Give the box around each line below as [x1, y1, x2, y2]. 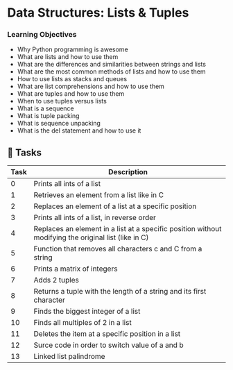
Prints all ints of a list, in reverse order [33, 213, 156, 223]
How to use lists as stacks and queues [17, 75, 127, 83]
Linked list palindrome [33, 352, 105, 362]
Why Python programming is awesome [17, 45, 128, 53]
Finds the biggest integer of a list [33, 307, 141, 317]
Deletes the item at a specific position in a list [33, 329, 181, 339]
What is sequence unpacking [17, 119, 101, 128]
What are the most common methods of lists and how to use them [17, 67, 206, 76]
